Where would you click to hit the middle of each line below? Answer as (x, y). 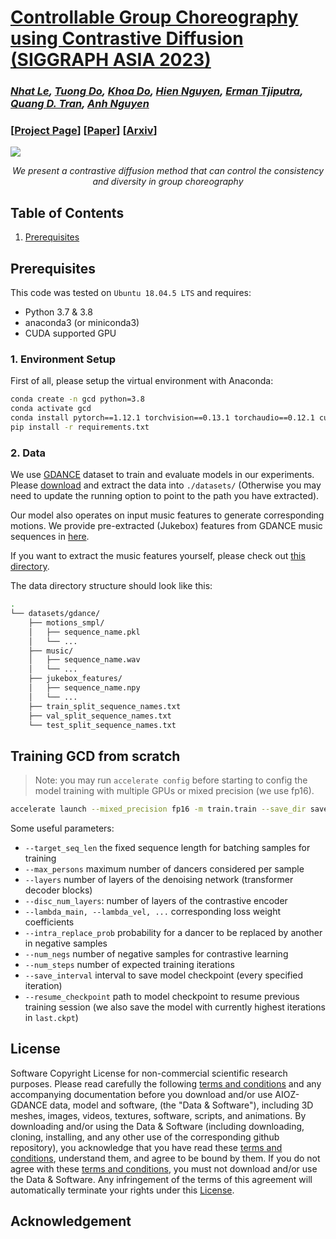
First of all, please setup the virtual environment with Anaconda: (142, 381)
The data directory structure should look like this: (111, 586)
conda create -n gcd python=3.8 (77, 399)
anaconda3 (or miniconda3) (82, 323)
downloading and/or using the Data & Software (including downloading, (157, 1126)
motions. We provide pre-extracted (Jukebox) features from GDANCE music (166, 526)
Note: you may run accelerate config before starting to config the (171, 780)
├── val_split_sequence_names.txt (100, 716)
